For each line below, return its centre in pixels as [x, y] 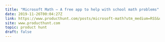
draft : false [18, 32]
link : [11, 18]
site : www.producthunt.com [33, 23]
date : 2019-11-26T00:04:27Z [34, 14]
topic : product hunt [26, 28]
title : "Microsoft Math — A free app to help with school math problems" [82, 9]
